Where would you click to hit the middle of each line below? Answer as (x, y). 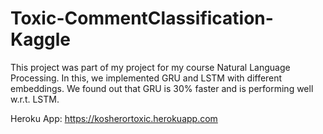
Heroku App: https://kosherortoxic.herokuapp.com (114, 118)
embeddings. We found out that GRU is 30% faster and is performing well (162, 88)
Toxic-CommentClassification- (142, 18)
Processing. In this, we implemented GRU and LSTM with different (146, 78)
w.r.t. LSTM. (35, 99)
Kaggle (41, 39)
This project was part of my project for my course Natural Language (150, 67)
